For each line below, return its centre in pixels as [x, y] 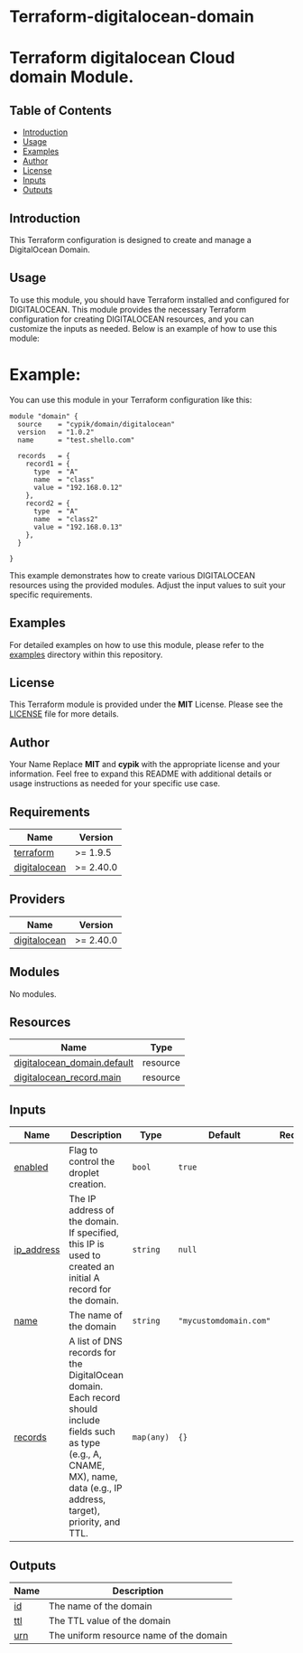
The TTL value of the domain [110, 1621]
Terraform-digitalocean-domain [132, 17]
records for [92, 1353]
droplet [84, 1173]
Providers [37, 900]
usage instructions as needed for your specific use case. [115, 784]
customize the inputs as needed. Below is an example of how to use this [143, 328]
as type [85, 1443]
